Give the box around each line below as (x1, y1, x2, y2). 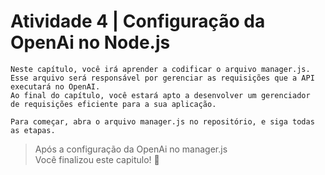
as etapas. (10, 125, 56, 135)
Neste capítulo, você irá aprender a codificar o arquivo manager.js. (10, 64, 311, 74)
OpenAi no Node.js (10, 31, 171, 54)
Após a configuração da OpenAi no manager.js (34, 143, 228, 155)
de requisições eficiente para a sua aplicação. (10, 99, 217, 109)
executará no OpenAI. (10, 81, 101, 92)
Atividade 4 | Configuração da (10, 10, 266, 33)
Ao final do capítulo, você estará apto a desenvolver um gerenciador (10, 90, 311, 100)
